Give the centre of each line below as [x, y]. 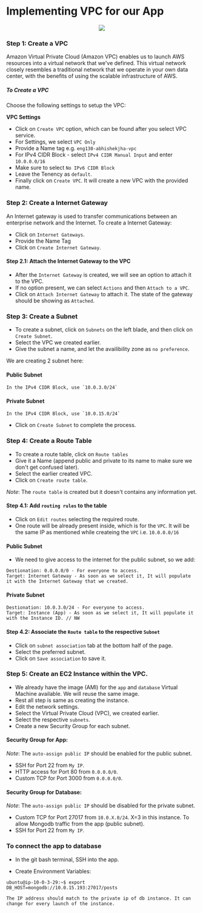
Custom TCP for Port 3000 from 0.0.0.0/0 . [69, 778]
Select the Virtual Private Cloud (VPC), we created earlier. [87, 713]
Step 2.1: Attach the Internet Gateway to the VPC [68, 261]
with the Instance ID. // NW [43, 619]
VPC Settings [24, 117]
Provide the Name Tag [43, 241]
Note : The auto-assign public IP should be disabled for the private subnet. [101, 806]
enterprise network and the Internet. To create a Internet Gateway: [89, 223]
